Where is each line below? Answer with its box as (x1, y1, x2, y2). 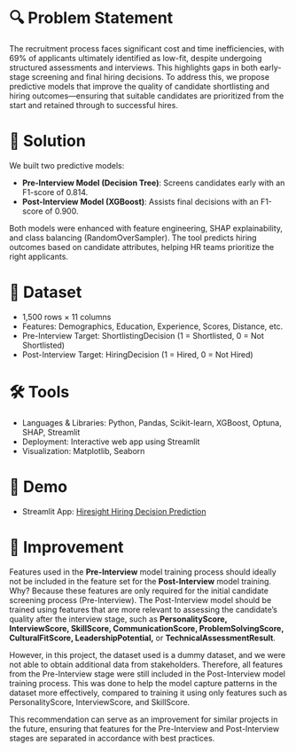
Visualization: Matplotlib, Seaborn (21, 445, 145, 456)
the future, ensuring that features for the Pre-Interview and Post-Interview (9, 723, 280, 733)
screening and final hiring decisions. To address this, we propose (31, 71, 270, 82)
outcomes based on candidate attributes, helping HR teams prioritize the (9, 241, 275, 252)
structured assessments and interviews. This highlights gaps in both (9, 62, 259, 73)
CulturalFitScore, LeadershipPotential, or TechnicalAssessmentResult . (9, 632, 277, 643)
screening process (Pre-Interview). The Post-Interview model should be (9, 594, 272, 605)
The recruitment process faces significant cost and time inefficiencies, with (9, 43, 284, 54)
